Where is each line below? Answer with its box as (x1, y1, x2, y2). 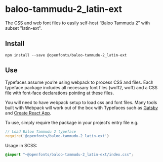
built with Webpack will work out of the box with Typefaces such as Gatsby (5, 105, 158, 110)
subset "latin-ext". (5, 25, 42, 31)
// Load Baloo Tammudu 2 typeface (5, 129, 77, 134)
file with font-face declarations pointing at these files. (5, 90, 114, 96)
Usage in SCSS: (5, 143, 38, 149)
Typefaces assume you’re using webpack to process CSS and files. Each (5, 79, 154, 85)
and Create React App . (5, 110, 51, 116)
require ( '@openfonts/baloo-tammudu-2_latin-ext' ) (5, 134, 110, 139)
